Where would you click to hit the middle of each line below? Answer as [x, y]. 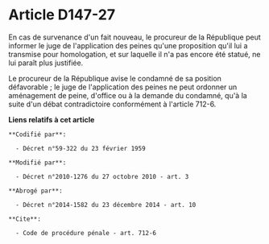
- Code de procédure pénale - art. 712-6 [86, 233]
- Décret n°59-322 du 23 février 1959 [81, 148]
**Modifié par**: [37, 163]
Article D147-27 [62, 15]
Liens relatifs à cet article [52, 119]
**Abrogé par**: [35, 191]
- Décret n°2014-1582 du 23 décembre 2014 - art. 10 [106, 205]
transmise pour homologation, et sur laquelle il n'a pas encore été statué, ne [134, 54]
